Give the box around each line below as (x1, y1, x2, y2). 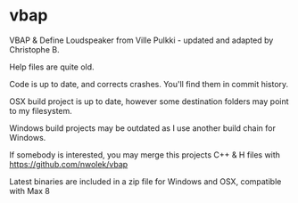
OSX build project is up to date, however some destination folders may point (9, 95, 289, 107)
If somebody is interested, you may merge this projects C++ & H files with (9, 149, 281, 160)
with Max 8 (9, 185, 51, 196)
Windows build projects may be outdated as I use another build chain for (9, 122, 277, 134)
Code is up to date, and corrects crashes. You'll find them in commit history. (9, 78, 289, 89)
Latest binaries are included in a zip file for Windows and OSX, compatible (9, 175, 282, 187)
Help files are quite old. (9, 61, 95, 72)
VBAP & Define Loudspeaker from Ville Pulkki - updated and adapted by (9, 35, 274, 45)
